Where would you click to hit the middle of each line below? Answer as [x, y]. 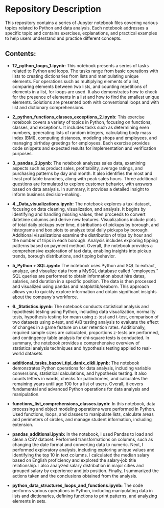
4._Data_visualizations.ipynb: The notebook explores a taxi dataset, [82, 204]
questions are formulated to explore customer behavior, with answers [82, 184]
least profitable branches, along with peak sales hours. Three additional [84, 178]
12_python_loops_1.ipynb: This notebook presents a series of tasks [81, 65]
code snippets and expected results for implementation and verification [84, 148]
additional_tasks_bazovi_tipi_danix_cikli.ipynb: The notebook [76, 363]
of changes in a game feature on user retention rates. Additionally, [79, 327]
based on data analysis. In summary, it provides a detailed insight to [81, 189]
